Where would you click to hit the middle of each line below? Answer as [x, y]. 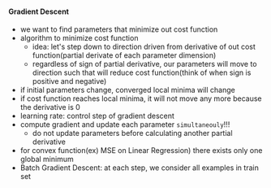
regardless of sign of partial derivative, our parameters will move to [144, 64]
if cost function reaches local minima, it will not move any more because [141, 98]
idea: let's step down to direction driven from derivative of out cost [144, 47]
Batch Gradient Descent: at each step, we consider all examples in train [140, 168]
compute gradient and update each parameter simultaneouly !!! [125, 125]
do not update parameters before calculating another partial [132, 133]
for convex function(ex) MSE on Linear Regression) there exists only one [141, 151]
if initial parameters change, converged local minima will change [127, 90]
